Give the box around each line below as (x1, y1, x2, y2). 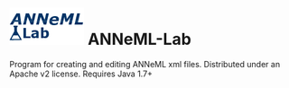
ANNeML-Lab (87, 30, 191, 49)
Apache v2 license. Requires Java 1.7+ (9, 68, 154, 79)
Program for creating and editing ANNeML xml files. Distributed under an (9, 58, 281, 69)
